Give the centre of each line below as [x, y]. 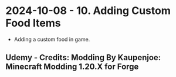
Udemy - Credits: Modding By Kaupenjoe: [83, 57]
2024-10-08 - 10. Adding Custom [88, 11]
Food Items [33, 23]
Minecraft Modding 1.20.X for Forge [72, 67]
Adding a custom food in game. [52, 39]
